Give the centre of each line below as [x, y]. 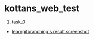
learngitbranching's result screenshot [50, 31]
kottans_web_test [42, 9]
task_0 [18, 22]
